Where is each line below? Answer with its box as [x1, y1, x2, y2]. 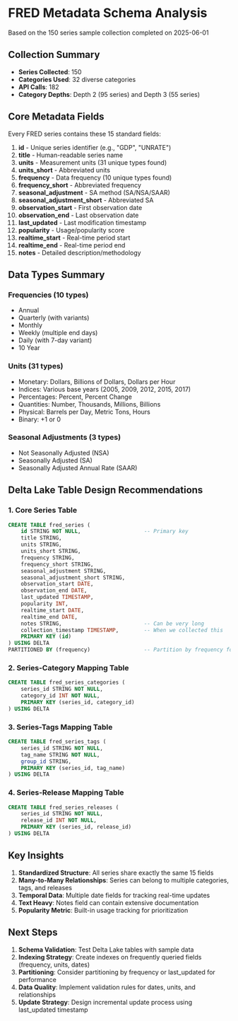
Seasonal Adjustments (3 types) [8, 433, 121, 443]
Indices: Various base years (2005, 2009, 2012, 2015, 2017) [18, 385, 191, 393]
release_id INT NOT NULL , [20, 817, 97, 824]
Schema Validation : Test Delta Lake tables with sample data [18, 945, 194, 954]
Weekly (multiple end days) [18, 329, 98, 337]
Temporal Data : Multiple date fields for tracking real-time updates [18, 891, 210, 899]
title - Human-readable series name [18, 151, 123, 159]
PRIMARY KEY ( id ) [20, 633, 72, 641]
